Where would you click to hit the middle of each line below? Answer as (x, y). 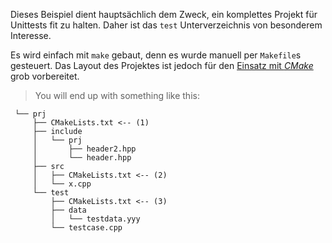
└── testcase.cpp (86, 228)
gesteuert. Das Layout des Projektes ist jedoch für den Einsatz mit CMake (162, 65)
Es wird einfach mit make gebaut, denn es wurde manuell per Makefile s (156, 55)
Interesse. (31, 35)
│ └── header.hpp (82, 158)
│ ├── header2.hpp (84, 149)
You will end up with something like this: (117, 95)
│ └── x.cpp (62, 184)
